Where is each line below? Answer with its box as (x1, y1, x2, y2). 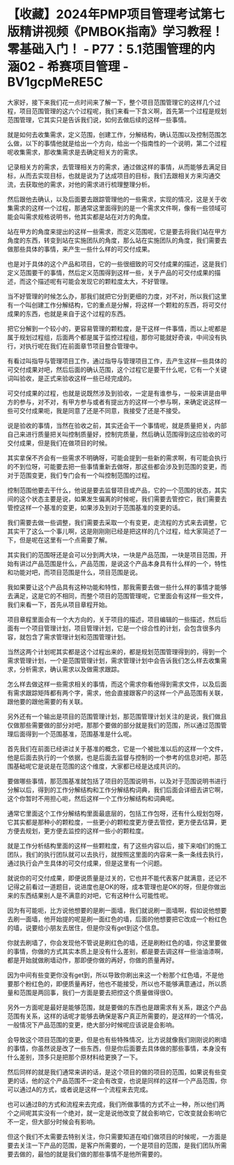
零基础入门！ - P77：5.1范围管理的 (7, 41, 203, 57)
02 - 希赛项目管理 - (19, 59, 129, 75)
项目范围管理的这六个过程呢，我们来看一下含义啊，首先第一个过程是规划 (19, 106, 227, 115)
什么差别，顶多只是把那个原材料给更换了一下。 (7, 1052, 141, 1061)
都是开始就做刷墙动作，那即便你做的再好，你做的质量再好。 (7, 955, 178, 964)
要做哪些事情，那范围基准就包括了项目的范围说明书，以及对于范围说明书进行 (7, 776, 227, 785)
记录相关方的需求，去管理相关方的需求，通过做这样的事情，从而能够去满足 (7, 162, 221, 171)
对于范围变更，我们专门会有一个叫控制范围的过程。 (7, 471, 154, 479)
